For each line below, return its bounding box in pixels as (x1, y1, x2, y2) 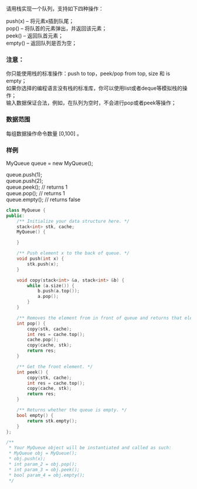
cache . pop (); (27, 337, 59, 343)
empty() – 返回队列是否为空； (6, 40, 77, 46)
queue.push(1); (6, 171, 43, 178)
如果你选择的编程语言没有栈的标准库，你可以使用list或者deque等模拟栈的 (6, 84, 183, 92)
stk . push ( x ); (27, 261, 59, 267)
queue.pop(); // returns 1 (6, 189, 66, 196)
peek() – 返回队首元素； (6, 32, 63, 39)
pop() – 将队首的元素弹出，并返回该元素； (6, 25, 107, 32)
